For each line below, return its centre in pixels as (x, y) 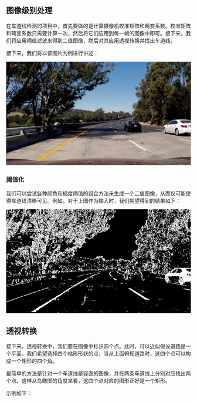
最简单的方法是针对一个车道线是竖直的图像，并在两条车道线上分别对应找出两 (98, 373)
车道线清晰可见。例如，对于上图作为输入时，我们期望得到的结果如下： (96, 200)
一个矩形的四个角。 (34, 361)
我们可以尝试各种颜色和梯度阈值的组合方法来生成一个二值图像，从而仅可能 (96, 193)
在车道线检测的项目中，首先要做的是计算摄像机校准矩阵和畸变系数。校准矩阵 (98, 26)
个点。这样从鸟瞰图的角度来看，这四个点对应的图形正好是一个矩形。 (88, 381)
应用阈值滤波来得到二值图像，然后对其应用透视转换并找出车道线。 (96, 41)
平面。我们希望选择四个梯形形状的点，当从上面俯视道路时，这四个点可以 (98, 354)
